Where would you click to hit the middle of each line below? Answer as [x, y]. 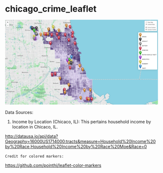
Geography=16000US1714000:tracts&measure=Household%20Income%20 [81, 141]
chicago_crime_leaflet [51, 9]
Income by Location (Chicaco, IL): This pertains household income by [81, 122]
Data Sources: [19, 112]
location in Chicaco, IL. [35, 126]
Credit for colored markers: [34, 156]
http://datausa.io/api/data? [32, 136]
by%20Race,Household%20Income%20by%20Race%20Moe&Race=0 [76, 146]
